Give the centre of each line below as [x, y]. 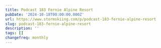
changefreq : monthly [27, 38]
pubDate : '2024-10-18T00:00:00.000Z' [45, 14]
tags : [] [14, 33]
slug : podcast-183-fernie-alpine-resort [48, 24]
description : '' [22, 28]
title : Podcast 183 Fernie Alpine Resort [49, 10]
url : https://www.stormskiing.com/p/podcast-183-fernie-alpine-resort [81, 19]
